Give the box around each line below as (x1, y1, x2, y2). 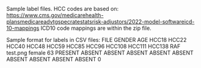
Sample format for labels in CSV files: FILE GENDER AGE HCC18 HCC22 (6, 36, 187, 43)
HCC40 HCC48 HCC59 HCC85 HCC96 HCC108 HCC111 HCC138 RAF (6, 42, 181, 50)
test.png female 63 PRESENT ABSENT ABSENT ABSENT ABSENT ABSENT (6, 49, 194, 56)
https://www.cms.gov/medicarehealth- (6, 12, 104, 19)
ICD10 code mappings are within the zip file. (40, 24, 152, 32)
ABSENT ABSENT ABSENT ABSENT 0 (6, 56, 101, 63)
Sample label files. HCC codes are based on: (6, 5, 119, 12)
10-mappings (6, 24, 40, 32)
